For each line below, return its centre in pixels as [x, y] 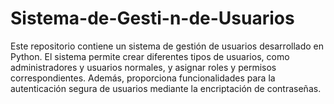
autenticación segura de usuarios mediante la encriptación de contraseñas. [166, 88]
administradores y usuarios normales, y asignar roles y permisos [143, 67]
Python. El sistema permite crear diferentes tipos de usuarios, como [150, 56]
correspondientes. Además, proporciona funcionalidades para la [143, 78]
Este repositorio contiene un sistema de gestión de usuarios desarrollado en [167, 46]
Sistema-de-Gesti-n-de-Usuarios [152, 18]
